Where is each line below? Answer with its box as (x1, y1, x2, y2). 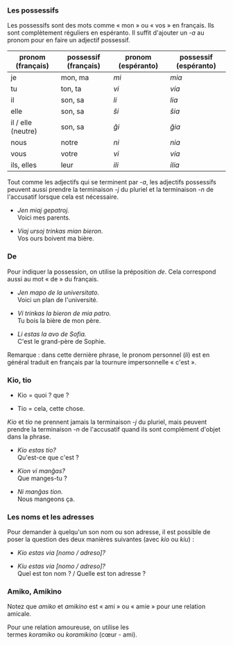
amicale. (7, 610, 32, 618)
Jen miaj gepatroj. (17, 206, 69, 215)
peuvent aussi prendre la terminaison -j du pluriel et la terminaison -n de (7, 186, 214, 194)
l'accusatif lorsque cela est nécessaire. (7, 193, 119, 201)
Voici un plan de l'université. (17, 295, 98, 303)
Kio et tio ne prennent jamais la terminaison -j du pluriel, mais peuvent (7, 418, 207, 426)
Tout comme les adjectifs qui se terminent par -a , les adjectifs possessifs (7, 178, 216, 186)
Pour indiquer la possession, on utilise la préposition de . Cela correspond (7, 267, 216, 276)
